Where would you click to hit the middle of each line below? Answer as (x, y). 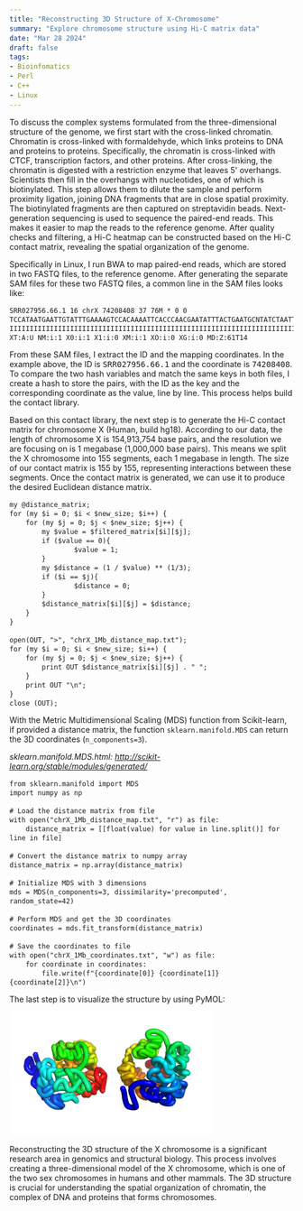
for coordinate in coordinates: (86, 964)
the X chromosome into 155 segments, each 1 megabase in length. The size (149, 458)
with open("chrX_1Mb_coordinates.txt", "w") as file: (113, 955)
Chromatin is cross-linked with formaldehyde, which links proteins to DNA (147, 141)
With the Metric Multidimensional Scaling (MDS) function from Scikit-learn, (148, 720)
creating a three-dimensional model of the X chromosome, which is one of (147, 1168)
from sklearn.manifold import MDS (74, 784)
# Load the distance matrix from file (82, 811)
